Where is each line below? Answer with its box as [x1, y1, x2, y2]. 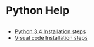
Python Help [5, 4, 70, 17]
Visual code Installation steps [14, 34, 88, 41]
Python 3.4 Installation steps [14, 28, 86, 35]
